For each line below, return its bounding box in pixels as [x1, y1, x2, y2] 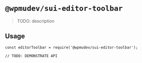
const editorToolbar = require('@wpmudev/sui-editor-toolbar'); [5, 45, 138, 50]
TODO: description [17, 18, 55, 24]
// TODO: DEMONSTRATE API [5, 53, 57, 58]
